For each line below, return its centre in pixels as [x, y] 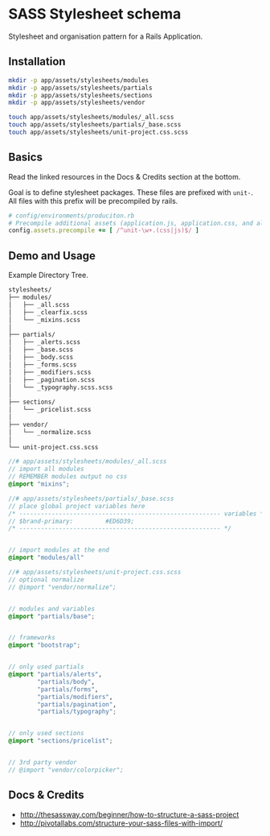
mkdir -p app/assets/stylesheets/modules [79, 80]
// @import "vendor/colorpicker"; [66, 770]
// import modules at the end [59, 550]
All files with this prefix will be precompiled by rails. [93, 201]
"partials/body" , [66, 681]
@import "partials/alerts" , [55, 674]
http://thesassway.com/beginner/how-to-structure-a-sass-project [129, 814]
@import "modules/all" [46, 558]
